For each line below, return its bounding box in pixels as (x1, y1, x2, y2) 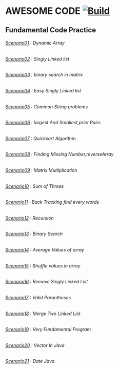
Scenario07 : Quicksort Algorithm (5, 135, 76, 141)
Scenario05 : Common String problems (5, 103, 88, 110)
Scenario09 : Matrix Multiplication (5, 167, 77, 173)
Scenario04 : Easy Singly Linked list (5, 88, 81, 93)
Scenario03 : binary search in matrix (5, 72, 83, 78)
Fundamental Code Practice (5, 26, 96, 34)
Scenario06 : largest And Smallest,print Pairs (5, 120, 101, 126)
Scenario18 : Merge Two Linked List (5, 310, 81, 317)
